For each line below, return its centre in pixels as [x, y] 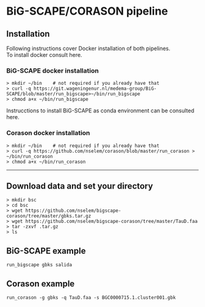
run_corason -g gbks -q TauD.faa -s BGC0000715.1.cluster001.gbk [91, 298]
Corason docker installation [48, 133]
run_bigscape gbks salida [39, 265]
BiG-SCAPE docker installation [52, 70]
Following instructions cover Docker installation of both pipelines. [88, 48]
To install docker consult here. [44, 55]
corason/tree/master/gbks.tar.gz [49, 216]
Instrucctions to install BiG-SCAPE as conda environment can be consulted [100, 110]
